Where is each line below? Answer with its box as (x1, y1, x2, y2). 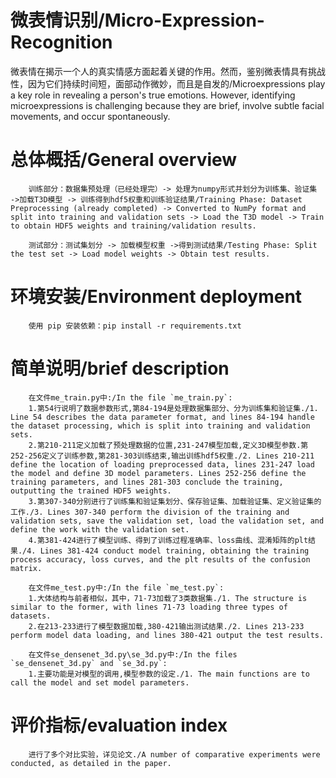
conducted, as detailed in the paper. (10, 758, 172, 768)
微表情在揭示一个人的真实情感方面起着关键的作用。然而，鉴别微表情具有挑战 (10, 65, 326, 77)
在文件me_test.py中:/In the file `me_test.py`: (28, 582, 225, 593)
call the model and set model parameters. (10, 677, 190, 688)
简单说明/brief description (10, 357, 230, 380)
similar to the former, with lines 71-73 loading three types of (10, 602, 288, 612)
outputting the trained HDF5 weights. (10, 486, 172, 496)
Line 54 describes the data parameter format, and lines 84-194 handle (10, 412, 315, 422)
